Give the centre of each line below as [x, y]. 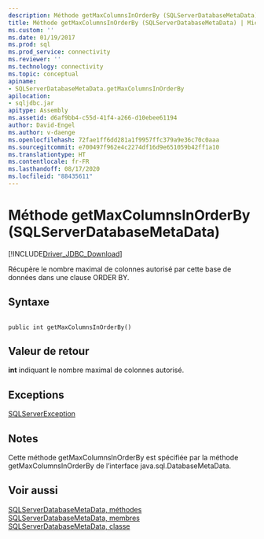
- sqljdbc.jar [31, 103]
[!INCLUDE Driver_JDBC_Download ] [66, 253]
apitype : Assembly [38, 111]
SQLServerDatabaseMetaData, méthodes [75, 509]
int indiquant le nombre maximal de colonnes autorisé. [96, 370]
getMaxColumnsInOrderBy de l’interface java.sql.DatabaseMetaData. [120, 466]
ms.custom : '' [31, 30]
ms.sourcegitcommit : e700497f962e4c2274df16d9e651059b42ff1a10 [114, 147]
